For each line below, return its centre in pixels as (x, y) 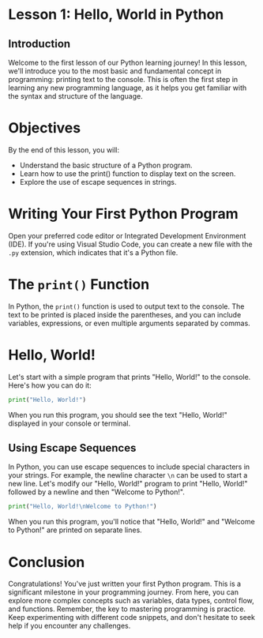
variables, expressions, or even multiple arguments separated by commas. (129, 323)
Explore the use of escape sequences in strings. (98, 182)
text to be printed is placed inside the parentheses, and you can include (125, 314)
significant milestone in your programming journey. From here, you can (124, 592)
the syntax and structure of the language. (76, 96)
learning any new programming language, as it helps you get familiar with (128, 88)
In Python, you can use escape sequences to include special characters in (129, 467)
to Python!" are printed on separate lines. (75, 530)
